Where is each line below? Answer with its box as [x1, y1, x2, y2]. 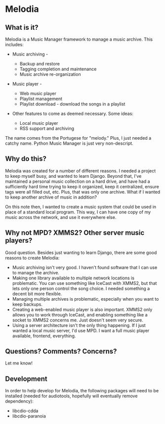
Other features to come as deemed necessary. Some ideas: [12, 110, 133, 116]
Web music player [19, 91, 57, 96]
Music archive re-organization [19, 71, 81, 77]
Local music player [19, 120, 58, 126]
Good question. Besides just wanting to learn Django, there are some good [5, 249, 157, 256]
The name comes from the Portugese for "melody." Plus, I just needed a [5, 135, 152, 141]
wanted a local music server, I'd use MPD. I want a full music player [12, 327, 150, 333]
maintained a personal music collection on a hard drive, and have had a [5, 178, 150, 184]
